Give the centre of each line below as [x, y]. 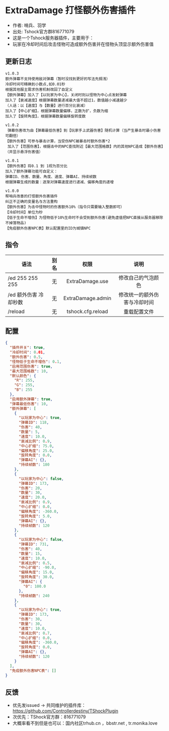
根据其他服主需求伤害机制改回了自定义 [39, 89]
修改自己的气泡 [136, 277]
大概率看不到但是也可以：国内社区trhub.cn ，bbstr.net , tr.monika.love [85, 723]
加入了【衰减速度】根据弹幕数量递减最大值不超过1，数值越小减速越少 [66, 100]
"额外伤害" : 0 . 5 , [26, 357]
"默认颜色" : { [23, 376]
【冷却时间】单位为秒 [24, 212]
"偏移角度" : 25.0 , [36, 451]
